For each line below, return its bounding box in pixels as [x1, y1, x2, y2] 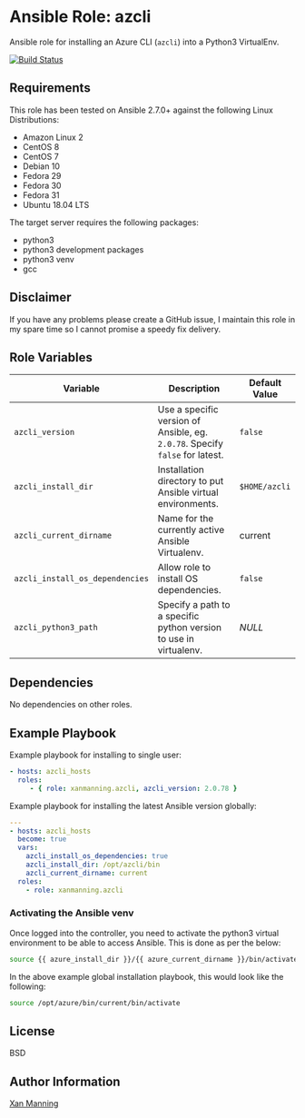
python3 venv [22, 253, 74, 264]
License [9, 1024, 55, 1039]
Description [168, 382, 221, 395]
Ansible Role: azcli [9, 6, 152, 27]
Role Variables [9, 350, 93, 365]
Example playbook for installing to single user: [9, 749, 182, 760]
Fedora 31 [22, 189, 61, 201]
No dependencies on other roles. [9, 699, 133, 710]
